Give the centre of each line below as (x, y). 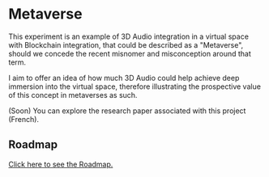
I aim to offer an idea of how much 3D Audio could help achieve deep (124, 78)
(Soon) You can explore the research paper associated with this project (127, 111)
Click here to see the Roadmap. (61, 164)
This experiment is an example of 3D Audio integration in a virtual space (129, 36)
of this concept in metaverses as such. (73, 95)
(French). (23, 119)
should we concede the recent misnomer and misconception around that (130, 53)
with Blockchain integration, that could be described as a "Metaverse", (126, 44)
